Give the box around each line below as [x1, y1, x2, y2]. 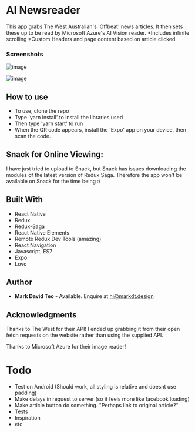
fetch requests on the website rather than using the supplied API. [6, 331, 163, 339]
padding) [14, 389, 37, 397]
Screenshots [6, 50, 43, 58]
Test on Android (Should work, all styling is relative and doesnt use [14, 383, 176, 390]
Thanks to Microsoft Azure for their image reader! [6, 343, 126, 350]
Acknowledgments [6, 310, 78, 320]
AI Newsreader [6, 4, 81, 17]
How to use [6, 92, 48, 102]
